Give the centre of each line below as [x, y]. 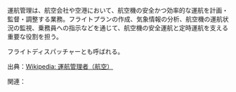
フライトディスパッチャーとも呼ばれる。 [66, 52]
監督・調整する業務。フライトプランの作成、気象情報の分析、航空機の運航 [115, 19]
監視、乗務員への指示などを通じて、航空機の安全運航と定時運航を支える [124, 28]
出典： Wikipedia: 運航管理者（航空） [60, 66]
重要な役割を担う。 [35, 37]
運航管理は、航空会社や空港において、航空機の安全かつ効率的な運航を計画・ [118, 10]
